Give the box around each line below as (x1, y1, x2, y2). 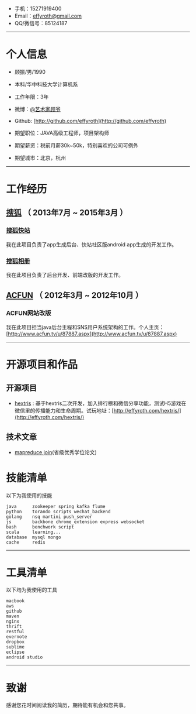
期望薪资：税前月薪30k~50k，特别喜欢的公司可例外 (14, 142, 139, 149)
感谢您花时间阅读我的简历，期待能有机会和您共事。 (6, 702, 129, 709)
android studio (6, 654, 43, 660)
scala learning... (6, 529, 61, 535)
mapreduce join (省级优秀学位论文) (14, 448, 97, 455)
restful (6, 629, 25, 635)
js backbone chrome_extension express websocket (6, 519, 145, 525)
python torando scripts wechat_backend (6, 509, 111, 514)
